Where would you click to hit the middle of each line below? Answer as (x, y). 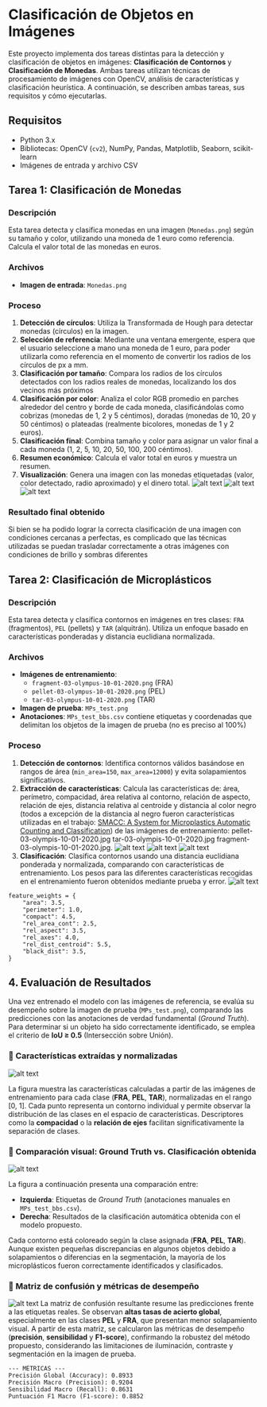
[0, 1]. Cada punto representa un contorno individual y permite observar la (130, 1105)
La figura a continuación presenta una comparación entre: (103, 1185)
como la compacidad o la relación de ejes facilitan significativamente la (126, 1123)
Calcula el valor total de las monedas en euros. (85, 247)
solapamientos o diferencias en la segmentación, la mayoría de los (117, 1258)
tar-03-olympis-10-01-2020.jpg (164, 839)
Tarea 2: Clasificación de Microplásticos (110, 580)
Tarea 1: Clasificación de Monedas (95, 190)
